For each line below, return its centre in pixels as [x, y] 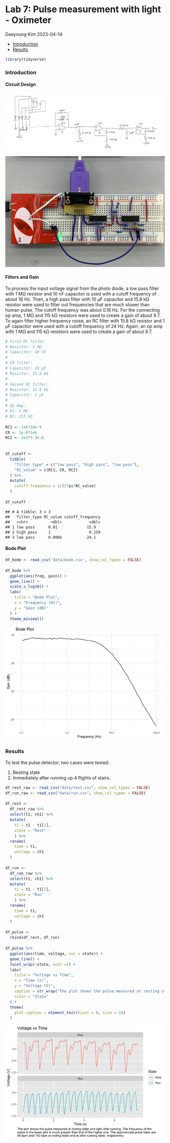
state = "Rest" [30, 830]
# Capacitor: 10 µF [26, 368]
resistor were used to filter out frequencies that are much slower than [78, 304]
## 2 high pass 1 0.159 [53, 532]
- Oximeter [28, 20]
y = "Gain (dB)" [32, 608]
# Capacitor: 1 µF [25, 395]
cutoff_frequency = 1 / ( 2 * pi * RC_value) [55, 486]
